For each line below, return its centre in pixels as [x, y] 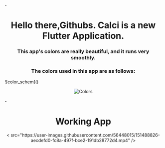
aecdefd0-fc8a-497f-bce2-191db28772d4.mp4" [80, 141]
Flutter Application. [83, 36]
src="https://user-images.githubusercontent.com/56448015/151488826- [85, 135]
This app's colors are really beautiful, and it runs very [83, 51]
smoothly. [83, 58]
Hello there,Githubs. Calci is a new [83, 25]
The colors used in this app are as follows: [83, 71]
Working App [83, 121]
